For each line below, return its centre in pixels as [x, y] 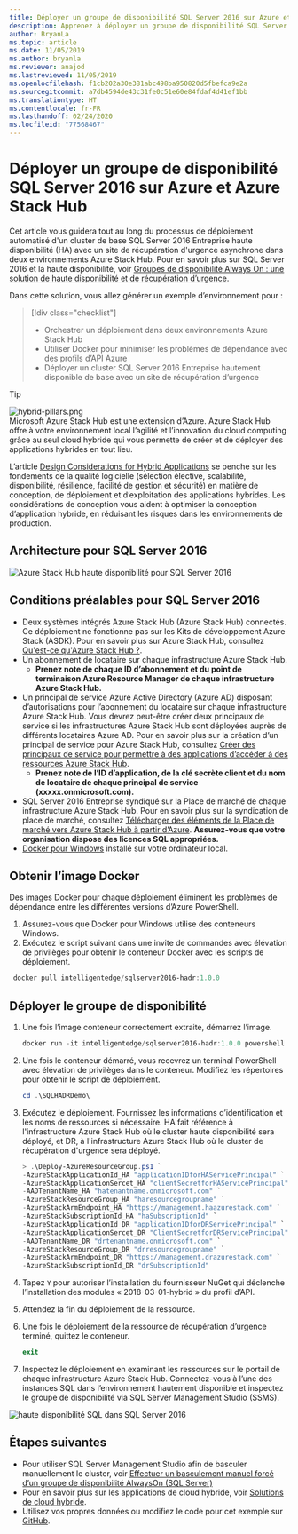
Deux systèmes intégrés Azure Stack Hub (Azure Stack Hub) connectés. [154, 622]
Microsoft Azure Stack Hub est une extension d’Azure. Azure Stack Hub [140, 421]
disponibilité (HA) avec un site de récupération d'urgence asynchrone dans [146, 250]
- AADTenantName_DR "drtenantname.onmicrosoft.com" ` [122, 1241]
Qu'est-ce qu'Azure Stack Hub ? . [82, 650]
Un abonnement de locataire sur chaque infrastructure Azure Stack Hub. [155, 659]
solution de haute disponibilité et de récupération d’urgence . [119, 278]
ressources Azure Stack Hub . [76, 763]
